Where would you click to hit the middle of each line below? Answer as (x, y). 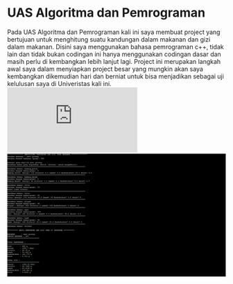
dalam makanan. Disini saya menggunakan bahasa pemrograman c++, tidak (115, 47)
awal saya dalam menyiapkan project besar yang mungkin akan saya (105, 69)
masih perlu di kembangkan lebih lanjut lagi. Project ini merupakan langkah (114, 61)
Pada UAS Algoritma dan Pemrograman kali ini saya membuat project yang (114, 32)
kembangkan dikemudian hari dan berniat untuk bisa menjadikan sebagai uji (115, 76)
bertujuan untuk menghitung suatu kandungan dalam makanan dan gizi (109, 39)
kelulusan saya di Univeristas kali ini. (60, 83)
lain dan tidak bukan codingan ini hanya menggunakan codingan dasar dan (114, 54)
